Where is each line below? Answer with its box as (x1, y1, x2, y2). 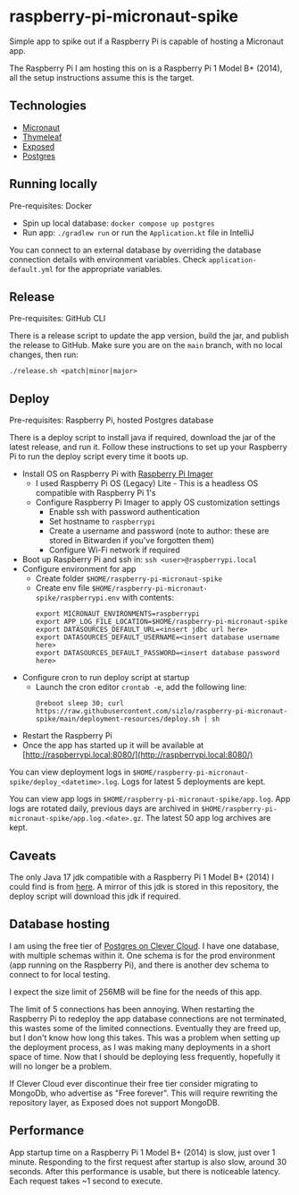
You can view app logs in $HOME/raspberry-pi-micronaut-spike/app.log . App (9, 794, 291, 805)
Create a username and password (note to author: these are (48, 525, 270, 536)
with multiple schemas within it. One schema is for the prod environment (9, 950, 276, 960)
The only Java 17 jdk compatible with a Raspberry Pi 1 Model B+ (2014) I (9, 872, 275, 883)
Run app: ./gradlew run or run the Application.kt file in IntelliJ (21, 226, 254, 238)
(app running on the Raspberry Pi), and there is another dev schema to (9, 960, 270, 970)
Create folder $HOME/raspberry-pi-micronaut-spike (35, 573, 223, 584)
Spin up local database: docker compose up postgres (21, 218, 216, 228)
